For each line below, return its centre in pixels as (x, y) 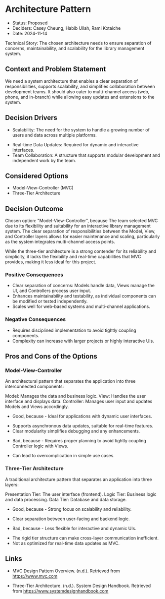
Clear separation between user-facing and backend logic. (71, 519)
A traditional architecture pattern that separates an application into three (79, 479)
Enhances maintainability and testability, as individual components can (84, 296)
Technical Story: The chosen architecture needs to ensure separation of (78, 43)
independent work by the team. (44, 160)
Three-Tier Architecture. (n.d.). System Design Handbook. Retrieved (82, 586)
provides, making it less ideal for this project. (51, 262)
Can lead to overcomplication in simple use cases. (63, 456)
